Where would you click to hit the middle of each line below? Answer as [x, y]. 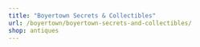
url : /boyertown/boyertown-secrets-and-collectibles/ [100, 23]
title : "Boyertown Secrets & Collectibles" [82, 16]
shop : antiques [34, 30]
